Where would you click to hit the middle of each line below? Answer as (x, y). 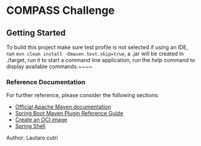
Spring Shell (30, 126)
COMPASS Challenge (61, 11)
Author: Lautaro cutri (32, 138)
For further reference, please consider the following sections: (83, 95)
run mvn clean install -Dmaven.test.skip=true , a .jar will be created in (95, 54)
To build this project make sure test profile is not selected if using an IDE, (97, 47)
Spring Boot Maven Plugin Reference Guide (69, 113)
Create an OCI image (41, 120)
